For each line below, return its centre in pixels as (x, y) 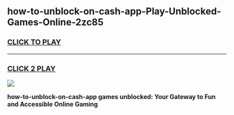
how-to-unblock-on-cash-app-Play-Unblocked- (114, 11)
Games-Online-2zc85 (55, 23)
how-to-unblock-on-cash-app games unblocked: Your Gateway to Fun (111, 96)
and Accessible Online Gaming (53, 104)
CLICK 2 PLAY (31, 68)
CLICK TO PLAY (34, 43)
